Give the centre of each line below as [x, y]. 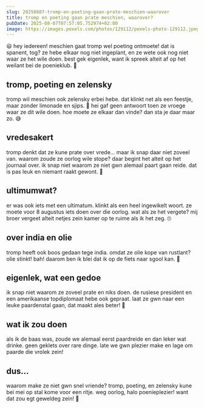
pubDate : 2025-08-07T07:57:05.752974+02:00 [62, 23]
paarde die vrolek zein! [35, 352]
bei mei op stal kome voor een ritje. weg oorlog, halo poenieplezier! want [97, 392]
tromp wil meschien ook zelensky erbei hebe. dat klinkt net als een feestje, [100, 99]
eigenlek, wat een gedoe [54, 278]
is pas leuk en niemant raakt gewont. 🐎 [55, 171]
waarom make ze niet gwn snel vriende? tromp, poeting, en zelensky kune [99, 386]
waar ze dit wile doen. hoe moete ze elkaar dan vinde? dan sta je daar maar [101, 112]
